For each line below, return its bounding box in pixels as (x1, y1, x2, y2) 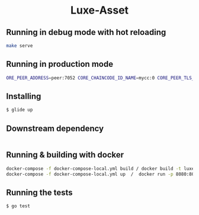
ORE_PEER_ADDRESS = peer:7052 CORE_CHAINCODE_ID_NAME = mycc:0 (6, 75, 155, 81)
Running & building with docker (6, 150, 124, 160)
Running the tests (6, 188, 73, 198)
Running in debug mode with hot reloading (6, 27, 166, 37)
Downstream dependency (6, 123, 104, 133)
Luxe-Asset (70, 4, 129, 17)
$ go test (6, 203, 31, 209)
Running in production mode (6, 59, 114, 69)
